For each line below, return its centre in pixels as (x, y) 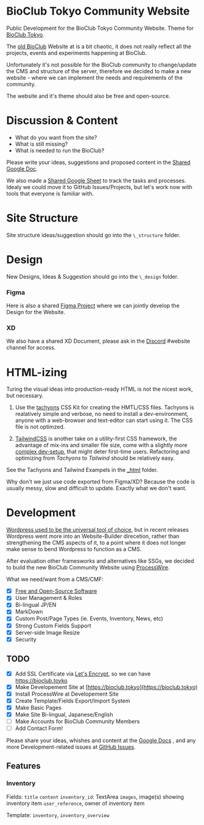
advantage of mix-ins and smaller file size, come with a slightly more (101, 445)
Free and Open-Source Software (56, 591)
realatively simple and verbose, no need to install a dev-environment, (102, 414)
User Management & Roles (48, 598)
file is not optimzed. (40, 427)
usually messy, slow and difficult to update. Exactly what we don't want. (97, 488)
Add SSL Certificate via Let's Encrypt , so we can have (83, 673)
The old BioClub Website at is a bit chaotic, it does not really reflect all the (99, 46)
